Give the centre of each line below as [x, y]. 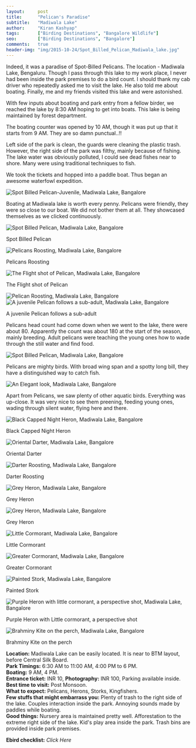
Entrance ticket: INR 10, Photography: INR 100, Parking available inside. [93, 678]
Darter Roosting [25, 476]
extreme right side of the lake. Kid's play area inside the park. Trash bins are [98, 722]
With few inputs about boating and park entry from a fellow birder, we [90, 103]
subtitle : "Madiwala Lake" [42, 22]
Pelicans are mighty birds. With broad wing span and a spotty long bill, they [97, 366]
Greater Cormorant [29, 567]
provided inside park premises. [43, 728]
